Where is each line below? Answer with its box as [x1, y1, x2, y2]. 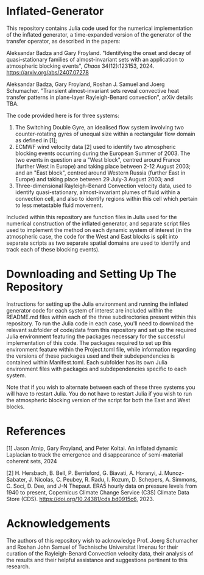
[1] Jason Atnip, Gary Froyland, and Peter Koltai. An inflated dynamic [6, 444, 178, 452]
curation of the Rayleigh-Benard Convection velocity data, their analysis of [6, 549, 194, 557]
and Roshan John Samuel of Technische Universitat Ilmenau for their [6, 543, 178, 551]
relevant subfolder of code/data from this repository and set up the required [6, 326, 197, 333]
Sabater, [6, 476, 27, 483]
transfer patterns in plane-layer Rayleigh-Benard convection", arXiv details [6, 93, 193, 101]
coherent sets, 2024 [6, 457, 57, 465]
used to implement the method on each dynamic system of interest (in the [6, 226, 192, 233]
